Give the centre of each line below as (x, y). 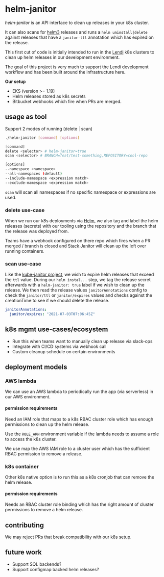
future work (23, 552)
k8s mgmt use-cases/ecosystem (57, 329)
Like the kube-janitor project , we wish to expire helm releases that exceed (80, 275)
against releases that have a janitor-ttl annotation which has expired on (80, 37)
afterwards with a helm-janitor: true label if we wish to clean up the (75, 285)
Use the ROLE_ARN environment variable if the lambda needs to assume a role (82, 434)
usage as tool (26, 117)
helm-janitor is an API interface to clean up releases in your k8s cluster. (77, 23)
